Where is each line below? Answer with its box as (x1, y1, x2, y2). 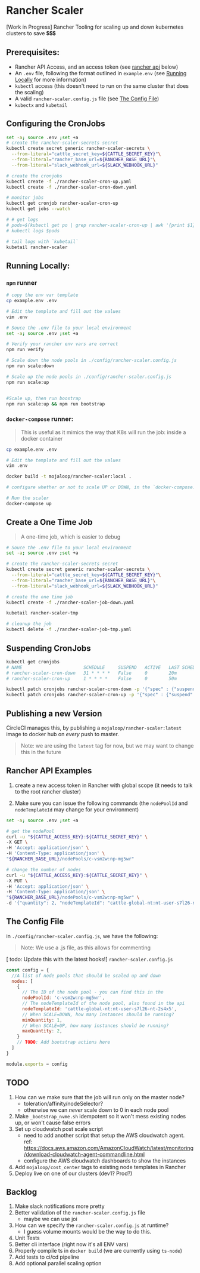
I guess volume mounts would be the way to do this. (23, 1228, 152, 1235)
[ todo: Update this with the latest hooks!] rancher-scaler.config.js (6, 955, 173, 963)
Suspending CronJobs (6, 643, 91, 653)
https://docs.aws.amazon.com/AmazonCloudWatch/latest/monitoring (23, 1144, 194, 1151)
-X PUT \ (6, 878, 28, 884)
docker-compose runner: (6, 415, 74, 423)
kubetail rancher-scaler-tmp (6, 610, 79, 616)
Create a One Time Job (6, 517, 93, 527)
